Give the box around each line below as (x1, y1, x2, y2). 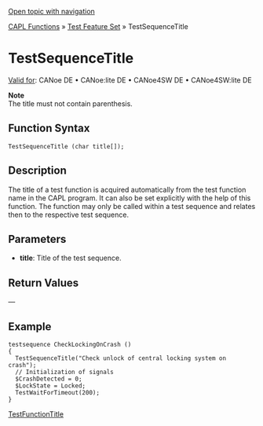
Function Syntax (8, 122, 90, 135)
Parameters (8, 232, 67, 246)
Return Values (8, 276, 79, 289)
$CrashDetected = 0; (15, 375, 82, 383)
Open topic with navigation (8, 7, 96, 16)
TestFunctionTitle (8, 409, 64, 419)
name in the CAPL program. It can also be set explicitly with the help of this (8, 193, 251, 203)
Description (8, 164, 67, 178)
